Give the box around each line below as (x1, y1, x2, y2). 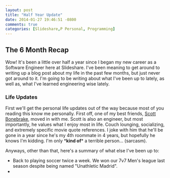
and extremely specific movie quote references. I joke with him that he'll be (5, 127, 163, 133)
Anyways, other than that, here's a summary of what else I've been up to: (5, 148, 159, 154)
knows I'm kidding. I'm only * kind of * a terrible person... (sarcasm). (5, 138, 147, 144)
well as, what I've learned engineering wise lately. (5, 80, 110, 87)
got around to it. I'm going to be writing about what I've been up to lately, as (5, 75, 165, 81)
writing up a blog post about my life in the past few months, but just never (5, 70, 160, 76)
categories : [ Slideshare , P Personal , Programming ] (5, 27, 115, 32)
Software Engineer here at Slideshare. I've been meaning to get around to (5, 64, 160, 71)
